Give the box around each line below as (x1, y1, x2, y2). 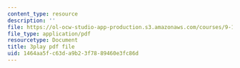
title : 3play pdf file (7, 43, 75, 50)
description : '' (7, 17, 56, 24)
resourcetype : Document (7, 37, 79, 44)
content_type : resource (7, 10, 79, 18)
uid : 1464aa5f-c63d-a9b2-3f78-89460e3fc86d (7, 50, 139, 57)
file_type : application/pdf (7, 30, 91, 38)
